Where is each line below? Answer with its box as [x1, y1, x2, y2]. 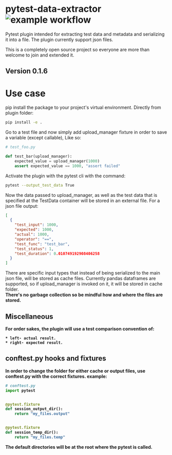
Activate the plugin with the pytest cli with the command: [5, 173, 126, 179]
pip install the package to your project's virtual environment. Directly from [5, 104, 162, 111]
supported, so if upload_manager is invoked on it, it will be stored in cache [5, 281, 163, 287]
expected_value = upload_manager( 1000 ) [14, 158, 100, 163]
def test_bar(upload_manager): [5, 154, 72, 159]
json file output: [5, 203, 39, 209]
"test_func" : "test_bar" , [14, 241, 70, 247]
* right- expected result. [5, 340, 63, 345]
